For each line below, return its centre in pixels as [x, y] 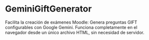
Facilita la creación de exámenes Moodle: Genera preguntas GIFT [71, 22]
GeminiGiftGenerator [49, 9]
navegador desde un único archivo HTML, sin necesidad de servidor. [75, 32]
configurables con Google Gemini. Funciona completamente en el [71, 27]
